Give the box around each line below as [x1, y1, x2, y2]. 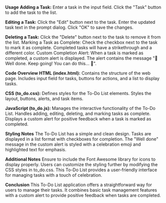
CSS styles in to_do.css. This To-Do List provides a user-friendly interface [5, 167, 158, 173]
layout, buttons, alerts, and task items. [5, 96, 84, 101]
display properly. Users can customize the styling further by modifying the [5, 162, 158, 167]
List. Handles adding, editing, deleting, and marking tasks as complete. [5, 110, 151, 116]
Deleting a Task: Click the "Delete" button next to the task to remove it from [5, 34, 161, 40]
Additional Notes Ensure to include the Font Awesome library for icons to [5, 156, 156, 162]
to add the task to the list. [5, 9, 57, 15]
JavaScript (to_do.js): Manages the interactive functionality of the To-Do [5, 105, 156, 111]
